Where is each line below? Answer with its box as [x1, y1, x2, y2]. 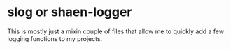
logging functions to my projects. [7, 34, 103, 42]
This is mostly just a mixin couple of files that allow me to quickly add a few [7, 27, 225, 35]
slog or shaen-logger [7, 4, 132, 20]
